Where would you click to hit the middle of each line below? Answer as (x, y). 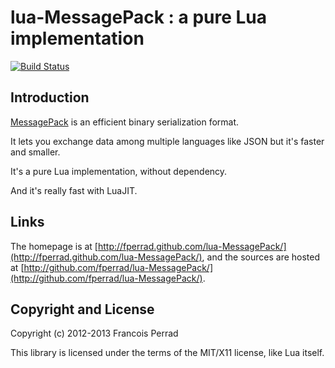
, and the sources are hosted (261, 257)
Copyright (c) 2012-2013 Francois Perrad (94, 333)
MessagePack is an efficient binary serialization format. (125, 122)
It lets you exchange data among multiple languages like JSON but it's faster (167, 141)
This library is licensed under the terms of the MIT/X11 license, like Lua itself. (167, 353)
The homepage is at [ (54, 246)
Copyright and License (82, 309)
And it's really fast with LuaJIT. (74, 190)
